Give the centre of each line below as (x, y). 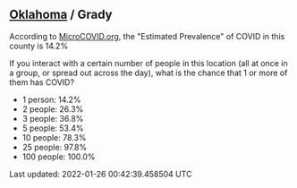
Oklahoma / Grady (61, 15)
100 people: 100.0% (59, 157)
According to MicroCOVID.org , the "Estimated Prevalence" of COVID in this (147, 36)
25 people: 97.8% (55, 147)
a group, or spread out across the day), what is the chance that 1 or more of (148, 73)
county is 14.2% (39, 46)
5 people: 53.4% (53, 128)
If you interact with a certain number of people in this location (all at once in (148, 63)
